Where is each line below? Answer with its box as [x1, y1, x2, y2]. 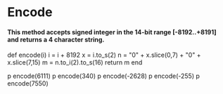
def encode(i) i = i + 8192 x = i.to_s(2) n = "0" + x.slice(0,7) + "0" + [7, 51, 202, 60]
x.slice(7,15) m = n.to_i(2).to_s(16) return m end [7, 58, 143, 67]
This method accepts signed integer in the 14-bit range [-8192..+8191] [7, 27, 217, 36]
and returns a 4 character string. [7, 35, 105, 43]
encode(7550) [7, 79, 49, 88]
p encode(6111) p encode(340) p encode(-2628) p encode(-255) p [7, 72, 200, 81]
